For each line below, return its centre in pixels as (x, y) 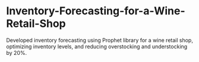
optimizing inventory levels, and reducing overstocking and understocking (97, 46)
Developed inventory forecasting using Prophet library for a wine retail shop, (99, 40)
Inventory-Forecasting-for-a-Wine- (96, 11)
